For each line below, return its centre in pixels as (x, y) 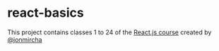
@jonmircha (25, 39)
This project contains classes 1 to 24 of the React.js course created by (109, 32)
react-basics (46, 13)
